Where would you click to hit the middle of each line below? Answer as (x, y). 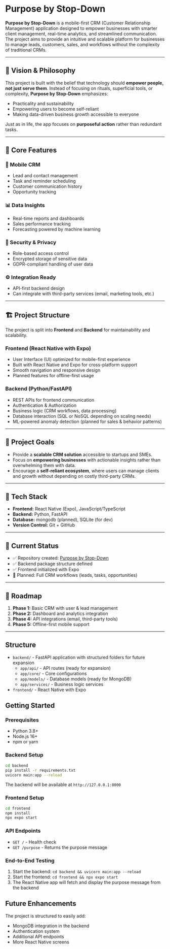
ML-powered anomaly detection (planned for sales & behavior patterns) (87, 421)
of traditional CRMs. (26, 50)
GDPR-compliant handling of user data (53, 264)
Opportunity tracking (34, 192)
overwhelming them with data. (44, 465)
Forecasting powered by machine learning (56, 229)
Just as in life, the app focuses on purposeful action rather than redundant (83, 124)
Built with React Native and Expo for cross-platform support (75, 365)
